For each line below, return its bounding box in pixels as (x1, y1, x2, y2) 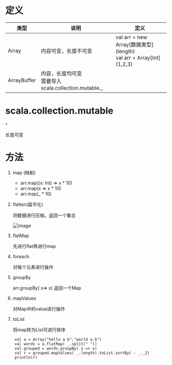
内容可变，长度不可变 (40, 47, 93, 54)
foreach (12, 253, 30, 260)
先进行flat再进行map (12, 243, 56, 249)
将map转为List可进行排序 (12, 326, 66, 333)
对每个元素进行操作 (12, 264, 54, 270)
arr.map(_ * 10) (20, 191, 52, 197)
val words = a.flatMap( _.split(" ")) (14, 341, 97, 346)
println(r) (14, 355, 38, 360)
